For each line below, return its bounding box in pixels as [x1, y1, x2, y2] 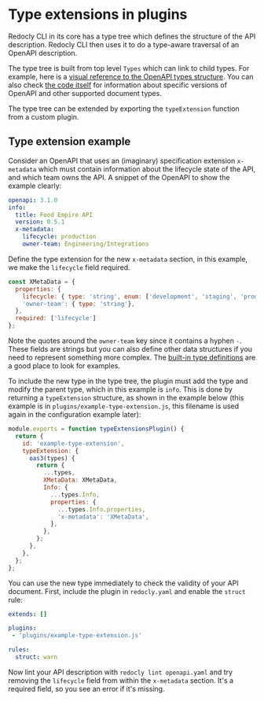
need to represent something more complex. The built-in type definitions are [8, 352, 256, 362]
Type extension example [8, 135, 131, 149]
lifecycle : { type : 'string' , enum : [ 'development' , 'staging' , [22, 293, 237, 301]
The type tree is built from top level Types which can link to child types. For [8, 63, 250, 72]
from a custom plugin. [8, 112, 79, 121]
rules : [8, 646, 30, 654]
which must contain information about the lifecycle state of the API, [38, 164, 256, 174]
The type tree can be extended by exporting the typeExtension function [8, 104, 240, 113]
